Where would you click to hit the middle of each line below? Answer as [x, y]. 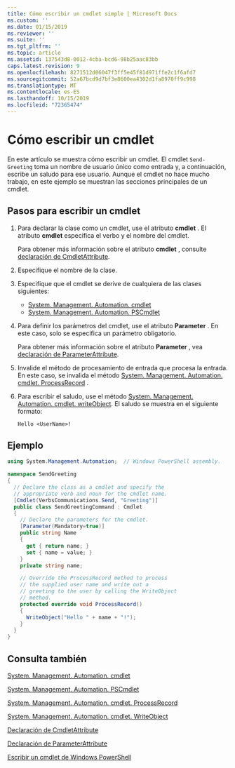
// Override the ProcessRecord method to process [94, 578]
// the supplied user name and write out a [85, 585]
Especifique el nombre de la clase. [67, 270]
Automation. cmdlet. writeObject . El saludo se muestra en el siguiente [118, 403]
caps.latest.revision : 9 [43, 66]
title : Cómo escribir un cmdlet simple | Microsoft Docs [92, 14]
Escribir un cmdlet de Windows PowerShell [69, 757]
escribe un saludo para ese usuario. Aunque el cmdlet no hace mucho [109, 174]
